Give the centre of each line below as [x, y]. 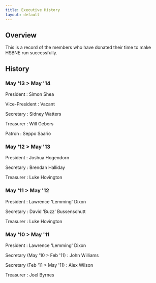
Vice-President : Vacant [30, 104]
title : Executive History [33, 10]
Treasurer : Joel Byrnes [30, 275]
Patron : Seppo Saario [28, 133]
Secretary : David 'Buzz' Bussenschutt [45, 211]
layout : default [22, 15]
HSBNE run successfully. [31, 53]
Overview [21, 35]
